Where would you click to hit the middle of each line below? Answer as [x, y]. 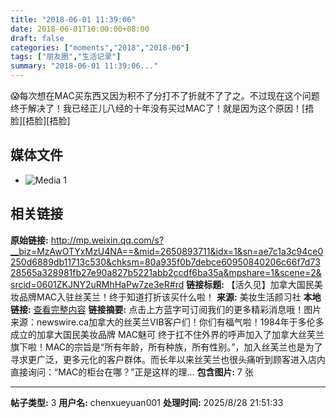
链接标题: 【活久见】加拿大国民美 [254, 284]
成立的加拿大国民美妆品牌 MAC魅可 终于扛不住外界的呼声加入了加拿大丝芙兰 [167, 334]
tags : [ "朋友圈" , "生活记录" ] [66, 57]
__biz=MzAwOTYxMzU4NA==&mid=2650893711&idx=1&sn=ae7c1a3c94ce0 [167, 251]
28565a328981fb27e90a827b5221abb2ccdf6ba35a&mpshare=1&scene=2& [166, 272]
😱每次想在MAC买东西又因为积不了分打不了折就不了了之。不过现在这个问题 [165, 95]
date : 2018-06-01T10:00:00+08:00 [80, 29]
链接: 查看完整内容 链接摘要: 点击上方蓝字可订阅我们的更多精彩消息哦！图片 [166, 309]
